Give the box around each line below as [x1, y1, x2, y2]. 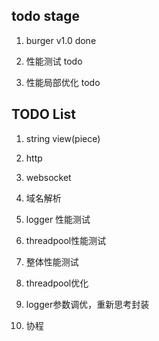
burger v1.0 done [25, 34, 97, 46]
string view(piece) [25, 132, 101, 144]
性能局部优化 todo [25, 76, 101, 88]
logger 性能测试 [25, 213, 91, 225]
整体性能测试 [25, 255, 79, 268]
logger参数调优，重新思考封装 [25, 298, 150, 310]
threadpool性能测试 [25, 234, 107, 246]
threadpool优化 [25, 277, 89, 289]
